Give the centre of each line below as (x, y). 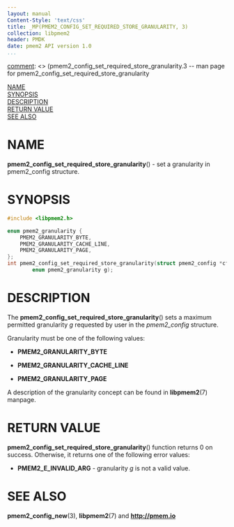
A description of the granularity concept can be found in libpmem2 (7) (107, 392)
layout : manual (29, 14)
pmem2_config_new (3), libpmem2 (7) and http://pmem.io (92, 515)
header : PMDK (26, 40)
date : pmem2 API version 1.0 (49, 46)
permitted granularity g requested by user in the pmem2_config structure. (113, 325)
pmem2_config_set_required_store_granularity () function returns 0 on (110, 447)
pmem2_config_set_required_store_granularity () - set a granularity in (109, 164)
